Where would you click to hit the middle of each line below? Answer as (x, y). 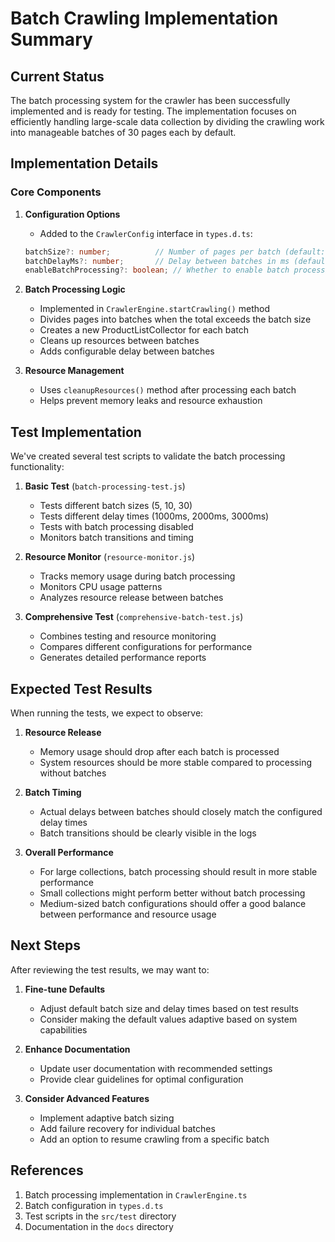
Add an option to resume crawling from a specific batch (154, 1139)
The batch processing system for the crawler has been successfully (150, 100)
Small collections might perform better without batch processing (172, 893)
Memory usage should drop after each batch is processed (159, 751)
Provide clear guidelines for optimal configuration (141, 1079)
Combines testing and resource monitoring (128, 636)
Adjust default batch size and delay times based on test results (169, 1008)
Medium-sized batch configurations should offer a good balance (173, 903)
